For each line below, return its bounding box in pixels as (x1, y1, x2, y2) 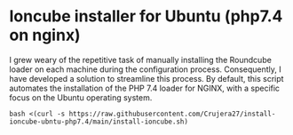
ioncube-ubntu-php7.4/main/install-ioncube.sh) (9, 117, 189, 126)
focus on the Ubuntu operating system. (9, 91, 153, 103)
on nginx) (9, 25, 82, 45)
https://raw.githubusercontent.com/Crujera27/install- (68, 109, 276, 118)
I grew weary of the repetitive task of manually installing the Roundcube (9, 54, 273, 65)
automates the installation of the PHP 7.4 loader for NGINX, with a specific (9, 83, 281, 93)
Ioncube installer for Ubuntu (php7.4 (9, 6, 283, 27)
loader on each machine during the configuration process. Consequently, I (9, 64, 281, 75)
